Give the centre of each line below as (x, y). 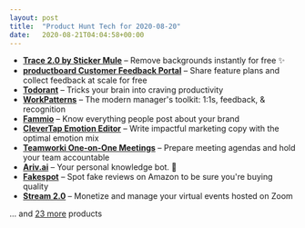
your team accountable (66, 158)
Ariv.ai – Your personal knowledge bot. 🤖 (100, 167)
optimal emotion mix (61, 138)
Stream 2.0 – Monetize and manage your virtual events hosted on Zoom (158, 196)
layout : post (34, 18)
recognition (44, 109)
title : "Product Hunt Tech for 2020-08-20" (95, 26)
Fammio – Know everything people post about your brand (131, 119)
